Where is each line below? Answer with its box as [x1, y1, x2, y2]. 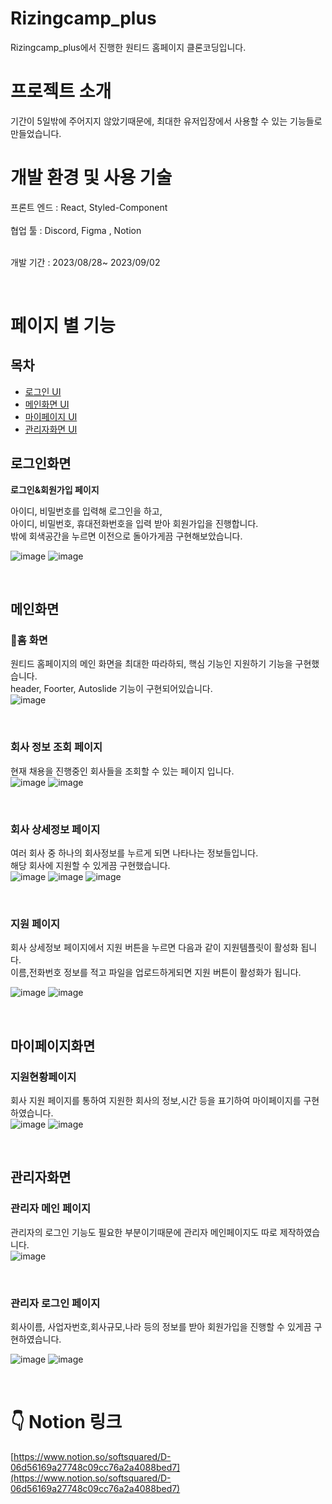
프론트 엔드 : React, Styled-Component [10, 201, 168, 213]
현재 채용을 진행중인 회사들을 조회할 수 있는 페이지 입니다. [10, 765, 235, 777]
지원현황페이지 [10, 1070, 77, 1084]
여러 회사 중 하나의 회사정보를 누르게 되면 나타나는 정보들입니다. [10, 847, 259, 859]
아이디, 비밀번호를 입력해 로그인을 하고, [10, 505, 163, 517]
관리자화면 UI [24, 423, 78, 435]
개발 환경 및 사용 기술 [10, 167, 173, 189]
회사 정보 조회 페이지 [10, 740, 103, 754]
